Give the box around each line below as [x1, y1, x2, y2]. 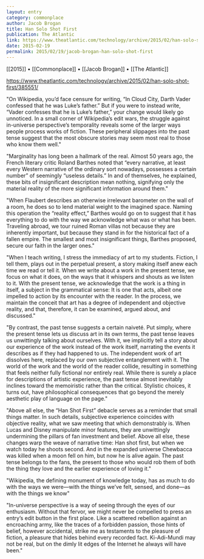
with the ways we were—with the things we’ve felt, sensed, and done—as [6, 483, 191, 490]
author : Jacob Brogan [6, 20, 61, 26]
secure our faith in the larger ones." [6, 242, 95, 249]
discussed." [6, 312, 36, 319]
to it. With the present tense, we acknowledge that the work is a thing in [6, 279, 186, 287]
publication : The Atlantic [6, 32, 75, 38]
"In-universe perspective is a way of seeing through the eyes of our [6, 501, 175, 508]
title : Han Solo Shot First [6, 26, 78, 32]
